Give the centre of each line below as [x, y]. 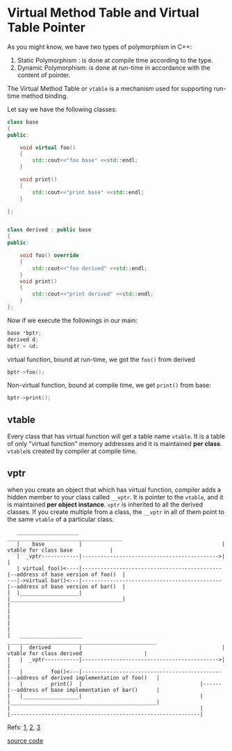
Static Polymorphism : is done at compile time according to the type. [115, 60]
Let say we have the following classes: [62, 109]
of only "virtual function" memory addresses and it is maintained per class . [115, 444]
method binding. [44, 96]
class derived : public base [49, 230]
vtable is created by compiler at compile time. [72, 451]
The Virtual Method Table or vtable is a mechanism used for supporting [110, 88]
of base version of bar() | [84, 586]
